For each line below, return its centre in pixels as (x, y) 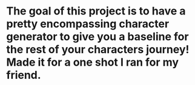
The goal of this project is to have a (96, 11)
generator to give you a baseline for (97, 37)
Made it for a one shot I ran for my (92, 62)
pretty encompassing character (88, 24)
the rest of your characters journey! (98, 50)
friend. (24, 75)
